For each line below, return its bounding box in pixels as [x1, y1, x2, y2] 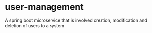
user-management [5, 1, 84, 13]
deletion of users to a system [5, 22, 64, 28]
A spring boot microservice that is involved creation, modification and [5, 17, 147, 23]
